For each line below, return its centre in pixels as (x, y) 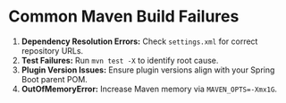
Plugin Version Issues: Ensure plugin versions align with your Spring (148, 70)
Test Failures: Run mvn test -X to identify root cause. (120, 60)
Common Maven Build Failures (124, 17)
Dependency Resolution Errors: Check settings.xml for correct (139, 41)
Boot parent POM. (55, 79)
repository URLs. (52, 50)
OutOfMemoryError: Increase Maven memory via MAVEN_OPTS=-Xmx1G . (149, 89)
